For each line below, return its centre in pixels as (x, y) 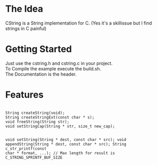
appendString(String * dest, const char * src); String (66, 144)
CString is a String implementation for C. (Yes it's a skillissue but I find (78, 23)
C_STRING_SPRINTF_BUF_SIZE (34, 157)
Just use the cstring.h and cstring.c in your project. (59, 63)
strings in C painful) (26, 28)
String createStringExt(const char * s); (50, 117)
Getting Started (39, 49)
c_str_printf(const (26, 149)
